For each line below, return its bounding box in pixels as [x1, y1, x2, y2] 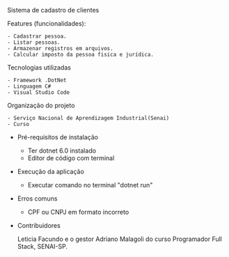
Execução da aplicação [17, 167, 85, 176]
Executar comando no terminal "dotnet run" [27, 181, 153, 189]
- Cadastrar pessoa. [7, 33, 68, 40]
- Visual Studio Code [7, 89, 70, 96]
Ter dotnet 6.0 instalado [27, 146, 96, 155]
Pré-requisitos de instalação [17, 133, 99, 141]
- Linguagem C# [7, 83, 52, 90]
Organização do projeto [7, 101, 75, 109]
